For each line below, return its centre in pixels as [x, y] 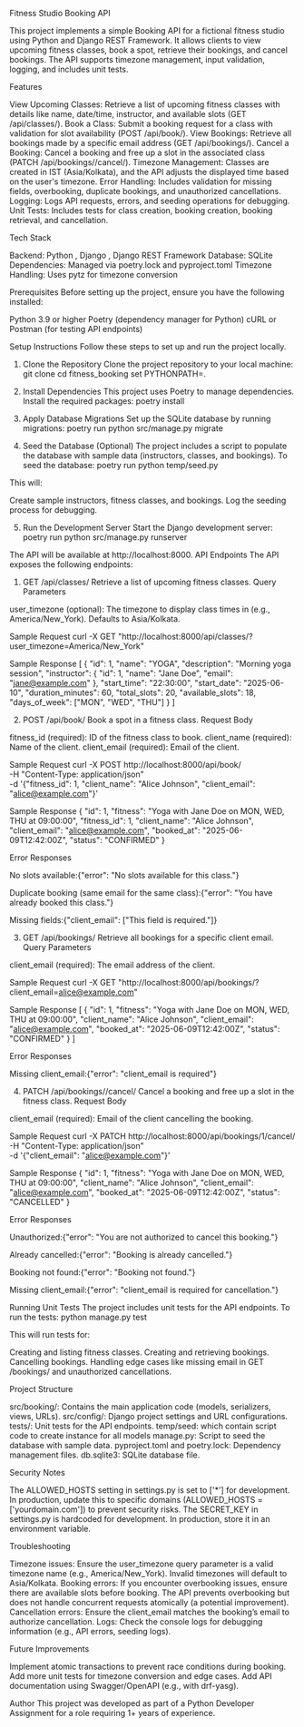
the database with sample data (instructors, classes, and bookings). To [155, 456]
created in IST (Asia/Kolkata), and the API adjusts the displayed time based [149, 172]
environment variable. [50, 1529]
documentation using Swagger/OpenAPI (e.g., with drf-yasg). [124, 1686]
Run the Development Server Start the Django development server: [148, 527]
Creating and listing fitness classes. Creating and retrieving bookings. [139, 1352]
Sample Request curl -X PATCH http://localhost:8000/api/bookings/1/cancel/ [152, 1136]
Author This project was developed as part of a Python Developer [132, 1703]
